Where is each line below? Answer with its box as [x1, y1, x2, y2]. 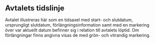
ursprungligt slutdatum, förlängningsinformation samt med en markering [5, 22, 150, 28]
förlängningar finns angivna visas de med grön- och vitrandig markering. [5, 32, 151, 38]
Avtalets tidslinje [5, 3, 65, 13]
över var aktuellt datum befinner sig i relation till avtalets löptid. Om [5, 27, 139, 33]
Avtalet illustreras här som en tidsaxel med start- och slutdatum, [5, 17, 133, 23]
